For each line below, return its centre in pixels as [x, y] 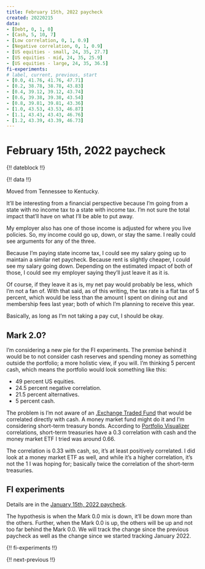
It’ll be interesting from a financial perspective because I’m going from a [97, 204]
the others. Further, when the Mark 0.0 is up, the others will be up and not [99, 522]
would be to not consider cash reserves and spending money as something [102, 357]
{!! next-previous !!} [31, 559]
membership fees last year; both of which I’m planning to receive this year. [101, 304]
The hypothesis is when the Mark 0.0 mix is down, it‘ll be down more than [99, 516]
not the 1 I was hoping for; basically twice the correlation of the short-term [100, 464]
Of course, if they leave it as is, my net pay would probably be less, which [99, 284]
